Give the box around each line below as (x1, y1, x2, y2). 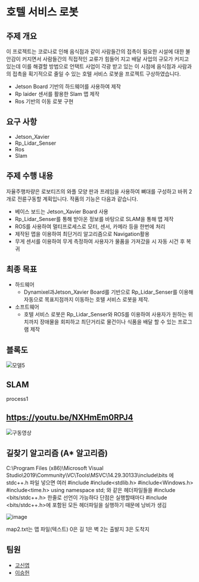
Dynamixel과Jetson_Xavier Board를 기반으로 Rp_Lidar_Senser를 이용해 (23, 288, 194, 295)
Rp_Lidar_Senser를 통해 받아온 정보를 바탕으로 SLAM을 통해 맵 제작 (14, 215, 174, 222)
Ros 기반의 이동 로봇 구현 (14, 98, 74, 105)
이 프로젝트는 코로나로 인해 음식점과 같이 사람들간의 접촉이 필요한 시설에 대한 (6, 48, 185, 55)
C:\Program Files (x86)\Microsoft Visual (6, 464, 104, 471)
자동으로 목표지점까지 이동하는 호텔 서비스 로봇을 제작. (23, 296, 150, 303)
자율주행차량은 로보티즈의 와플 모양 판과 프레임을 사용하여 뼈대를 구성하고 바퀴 (6, 188, 188, 195)
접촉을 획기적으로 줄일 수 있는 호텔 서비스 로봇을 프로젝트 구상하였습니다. (12, 70, 181, 77)
